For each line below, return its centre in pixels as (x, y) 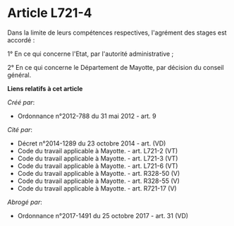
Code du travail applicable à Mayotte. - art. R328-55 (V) (98, 181)
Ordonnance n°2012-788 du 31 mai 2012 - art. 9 (87, 116)
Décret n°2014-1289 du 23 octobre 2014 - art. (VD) (92, 143)
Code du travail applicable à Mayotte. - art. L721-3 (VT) (98, 158)
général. (19, 75)
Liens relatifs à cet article (45, 88)
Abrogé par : (25, 202)
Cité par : (20, 129)
